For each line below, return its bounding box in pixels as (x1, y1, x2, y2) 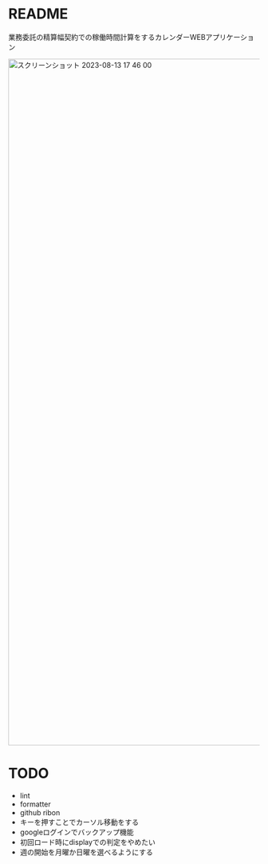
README (8, 5, 69, 23)
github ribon (19, 807, 61, 817)
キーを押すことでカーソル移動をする (19, 817, 140, 826)
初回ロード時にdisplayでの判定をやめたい (19, 837, 156, 846)
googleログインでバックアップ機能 (19, 827, 134, 837)
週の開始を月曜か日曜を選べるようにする (19, 847, 153, 857)
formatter (19, 799, 52, 809)
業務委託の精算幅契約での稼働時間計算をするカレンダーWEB (8, 32, 206, 42)
